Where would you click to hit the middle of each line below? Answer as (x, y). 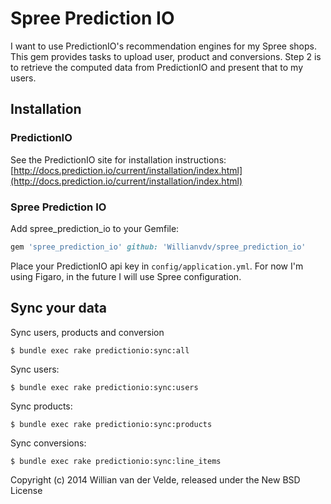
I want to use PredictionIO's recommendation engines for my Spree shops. (163, 46)
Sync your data (58, 308)
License (26, 490)
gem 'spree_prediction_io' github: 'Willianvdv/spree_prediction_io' (158, 247)
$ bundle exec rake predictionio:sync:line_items (116, 461)
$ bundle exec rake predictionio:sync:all (100, 350)
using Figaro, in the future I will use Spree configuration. (126, 276)
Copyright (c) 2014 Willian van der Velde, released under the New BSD (155, 479)
